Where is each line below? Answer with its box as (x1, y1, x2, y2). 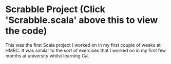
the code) (5, 25, 47, 37)
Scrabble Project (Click (5, 4, 106, 15)
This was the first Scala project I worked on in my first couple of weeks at (5, 42, 161, 48)
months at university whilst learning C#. (5, 52, 89, 59)
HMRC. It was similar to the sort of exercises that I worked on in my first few (5, 47, 166, 53)
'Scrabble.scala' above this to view (5, 14, 158, 26)
